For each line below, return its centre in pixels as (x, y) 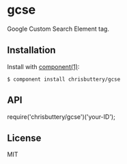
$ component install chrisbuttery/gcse (64, 79)
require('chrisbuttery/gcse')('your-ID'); (61, 117)
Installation (31, 50)
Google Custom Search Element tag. (58, 29)
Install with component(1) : (43, 66)
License (24, 138)
